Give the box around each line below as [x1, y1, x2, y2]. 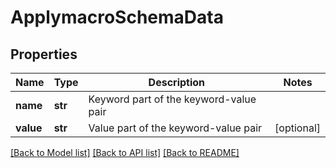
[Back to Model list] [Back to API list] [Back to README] [10, 147, 240, 158]
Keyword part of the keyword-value [88, 92, 257, 106]
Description [148, 76, 206, 89]
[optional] [274, 121, 321, 135]
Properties [10, 46, 78, 63]
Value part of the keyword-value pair [88, 121, 263, 135]
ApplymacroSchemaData [10, 6, 224, 29]
